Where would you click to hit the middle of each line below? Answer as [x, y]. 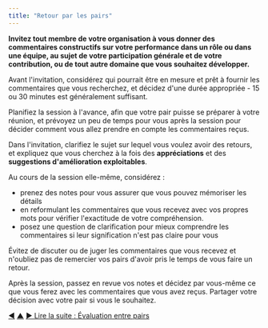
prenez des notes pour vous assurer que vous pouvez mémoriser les [133, 192]
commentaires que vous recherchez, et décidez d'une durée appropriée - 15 [134, 88]
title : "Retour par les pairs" [60, 16]
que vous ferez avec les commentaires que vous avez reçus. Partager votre [133, 291]
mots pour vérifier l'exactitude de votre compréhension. [112, 218]
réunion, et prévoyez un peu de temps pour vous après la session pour [125, 120]
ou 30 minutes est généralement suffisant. [78, 96]
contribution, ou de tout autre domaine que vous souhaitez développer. [129, 64]
